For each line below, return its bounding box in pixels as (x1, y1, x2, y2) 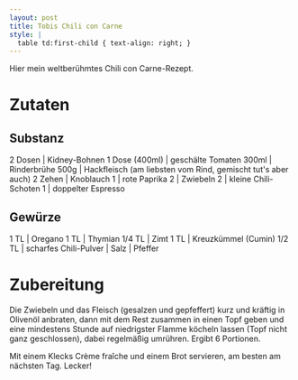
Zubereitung (9, 274, 105, 295)
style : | (9, 30, 42, 39)
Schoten (9, 183, 41, 194)
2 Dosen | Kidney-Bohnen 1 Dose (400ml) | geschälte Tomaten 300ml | (9, 154, 273, 165)
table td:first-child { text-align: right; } (17, 38, 192, 48)
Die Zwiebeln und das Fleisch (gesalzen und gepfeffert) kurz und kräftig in (9, 304, 285, 315)
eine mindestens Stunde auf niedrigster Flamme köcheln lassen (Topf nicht (9, 324, 288, 334)
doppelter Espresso (52, 183, 126, 194)
